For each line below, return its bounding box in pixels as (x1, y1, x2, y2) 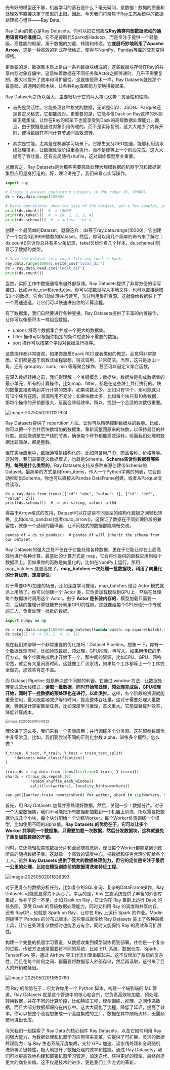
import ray (5, 180, 28, 185)
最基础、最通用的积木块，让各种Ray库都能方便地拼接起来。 (5, 83, 129, 89)
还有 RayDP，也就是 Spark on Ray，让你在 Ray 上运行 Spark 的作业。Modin (5, 909, 163, 916)
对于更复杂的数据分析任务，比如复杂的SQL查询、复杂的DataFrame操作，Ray (5, 884, 164, 890)
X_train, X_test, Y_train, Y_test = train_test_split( (5, 751, 123, 756)
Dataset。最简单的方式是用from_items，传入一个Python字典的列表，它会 (5, 468, 157, 474)
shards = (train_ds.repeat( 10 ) (5, 774, 71, 779)
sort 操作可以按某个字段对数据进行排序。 (12, 340, 98, 346)
